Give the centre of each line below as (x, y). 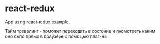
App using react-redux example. (37, 22)
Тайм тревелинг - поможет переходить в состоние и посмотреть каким (80, 31)
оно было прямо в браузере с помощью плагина (56, 36)
